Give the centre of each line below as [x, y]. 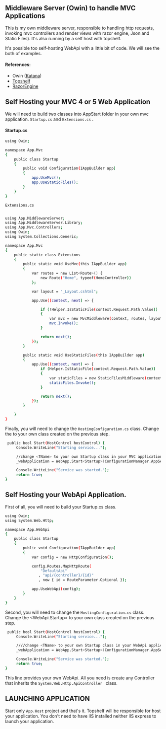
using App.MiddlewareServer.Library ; [44, 223]
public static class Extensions [47, 255]
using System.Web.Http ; [30, 520]
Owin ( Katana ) [27, 76]
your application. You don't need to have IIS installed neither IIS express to [81, 716]
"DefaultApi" [54, 571]
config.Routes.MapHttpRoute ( [62, 566]
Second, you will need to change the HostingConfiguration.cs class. [75, 612]
